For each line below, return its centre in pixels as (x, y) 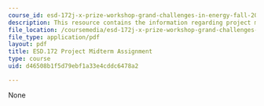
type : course (29, 59)
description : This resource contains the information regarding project (130, 23)
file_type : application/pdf (54, 37)
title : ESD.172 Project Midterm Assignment (81, 51)
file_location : (33, 30)
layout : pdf (27, 44)
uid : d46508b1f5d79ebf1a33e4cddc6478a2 (73, 66)
